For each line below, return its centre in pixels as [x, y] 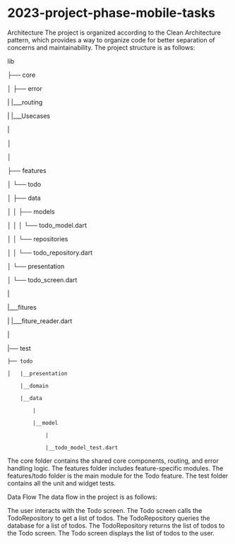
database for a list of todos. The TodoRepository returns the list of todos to [116, 525]
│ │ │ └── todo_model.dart [47, 225]
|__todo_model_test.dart [82, 447]
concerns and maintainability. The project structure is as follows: [101, 47]
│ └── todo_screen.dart [42, 279]
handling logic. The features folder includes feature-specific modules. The [115, 468]
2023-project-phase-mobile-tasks [111, 13]
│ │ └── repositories [38, 238]
